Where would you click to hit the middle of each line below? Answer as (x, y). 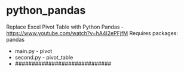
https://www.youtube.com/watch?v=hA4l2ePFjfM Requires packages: (92, 33)
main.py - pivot (33, 51)
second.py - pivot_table (44, 57)
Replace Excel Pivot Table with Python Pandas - (65, 27)
